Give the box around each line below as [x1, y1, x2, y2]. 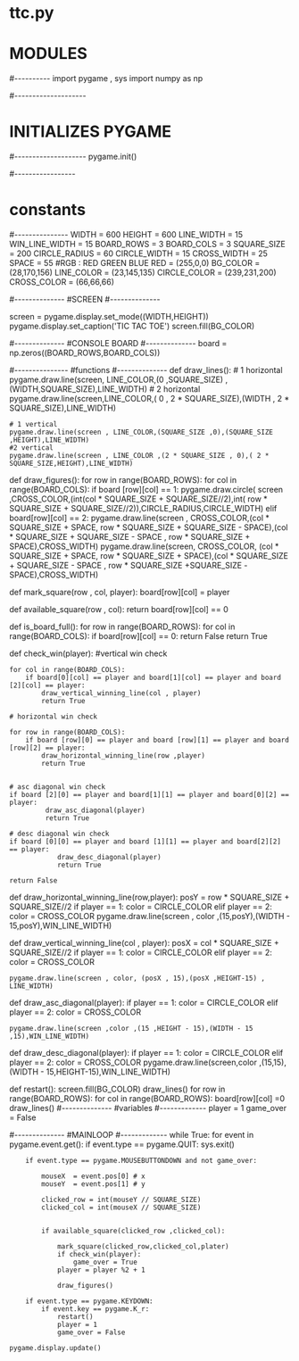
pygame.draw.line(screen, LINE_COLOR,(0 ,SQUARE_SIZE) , [9, 374, 228, 385]
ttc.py [9, 3, 54, 23]
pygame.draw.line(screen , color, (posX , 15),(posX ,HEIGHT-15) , [9, 974, 266, 983]
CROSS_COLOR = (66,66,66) [9, 277, 114, 287]
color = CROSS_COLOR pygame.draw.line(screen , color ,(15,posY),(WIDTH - [9, 911, 290, 921]
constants [9, 200, 87, 220]
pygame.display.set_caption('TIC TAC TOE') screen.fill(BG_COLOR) [9, 320, 255, 331]
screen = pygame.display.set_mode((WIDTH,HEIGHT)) [9, 311, 210, 321]
